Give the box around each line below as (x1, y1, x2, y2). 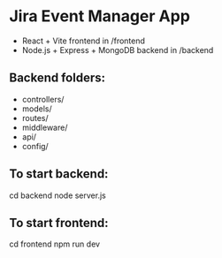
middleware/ (21, 122, 68, 133)
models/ (21, 103, 53, 114)
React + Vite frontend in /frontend (21, 35, 146, 46)
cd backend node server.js (9, 190, 106, 201)
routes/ (21, 112, 49, 123)
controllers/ (21, 94, 65, 104)
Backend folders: (9, 71, 106, 86)
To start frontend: (9, 215, 109, 231)
